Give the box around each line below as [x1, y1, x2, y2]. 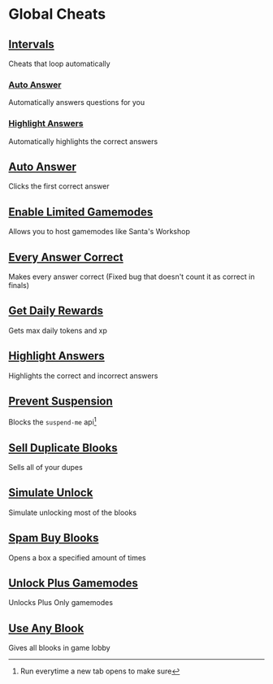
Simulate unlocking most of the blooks [8, 508, 136, 517]
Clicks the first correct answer [8, 181, 110, 191]
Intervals [8, 37, 54, 51]
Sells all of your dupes [8, 462, 83, 472]
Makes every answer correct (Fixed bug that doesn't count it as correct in [8, 272, 255, 281]
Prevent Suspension [8, 394, 114, 408]
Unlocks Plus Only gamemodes [8, 598, 114, 608]
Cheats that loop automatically [8, 59, 111, 68]
